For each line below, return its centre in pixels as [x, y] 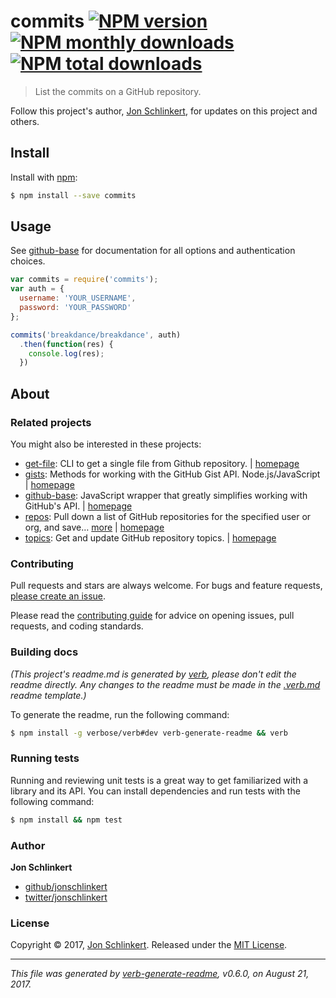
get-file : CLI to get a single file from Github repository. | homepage [162, 463]
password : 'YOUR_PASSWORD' [75, 308]
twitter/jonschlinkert [66, 897]
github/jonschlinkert [66, 886]
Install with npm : [44, 177]
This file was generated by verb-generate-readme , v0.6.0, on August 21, [160, 974]
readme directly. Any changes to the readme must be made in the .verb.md [165, 684]
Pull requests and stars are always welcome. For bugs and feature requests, [166, 586]
